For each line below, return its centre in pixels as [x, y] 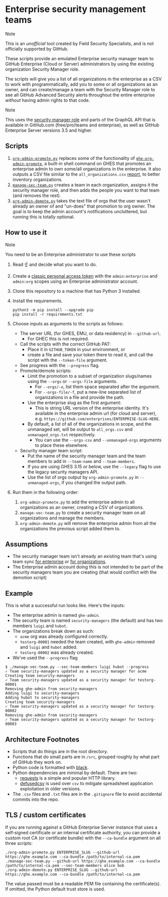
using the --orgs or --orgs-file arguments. [72, 381]
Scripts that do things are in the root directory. [60, 751]
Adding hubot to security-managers [42, 698]
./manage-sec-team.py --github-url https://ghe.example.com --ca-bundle [83, 861]
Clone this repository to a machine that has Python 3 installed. [77, 291]
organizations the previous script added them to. [70, 528]
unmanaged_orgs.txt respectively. [61, 434]
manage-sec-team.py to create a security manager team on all [82, 512]
